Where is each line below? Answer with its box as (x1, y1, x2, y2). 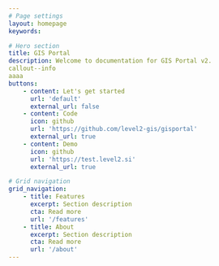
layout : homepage (8, 20, 67, 28)
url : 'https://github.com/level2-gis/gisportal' (29, 125, 198, 133)
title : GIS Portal (8, 50, 71, 58)
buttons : (8, 79, 38, 88)
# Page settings (8, 11, 63, 20)
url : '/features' (29, 215, 89, 224)
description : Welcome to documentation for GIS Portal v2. (8, 57, 213, 65)
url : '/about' (29, 246, 79, 254)
